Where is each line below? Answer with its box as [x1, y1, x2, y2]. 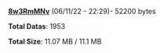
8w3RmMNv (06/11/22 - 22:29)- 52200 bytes [8, 7, 156, 16]
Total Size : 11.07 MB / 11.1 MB [8, 37, 102, 46]
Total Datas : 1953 [8, 22, 65, 30]
